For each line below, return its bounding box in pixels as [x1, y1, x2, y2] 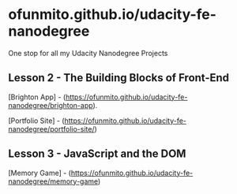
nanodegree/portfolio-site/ [8, 124, 95, 133]
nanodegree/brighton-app [8, 100, 93, 110]
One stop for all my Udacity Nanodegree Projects [8, 48, 168, 58]
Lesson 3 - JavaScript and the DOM [8, 147, 186, 161]
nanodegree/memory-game [8, 176, 99, 186]
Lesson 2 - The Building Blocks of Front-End [8, 71, 230, 84]
